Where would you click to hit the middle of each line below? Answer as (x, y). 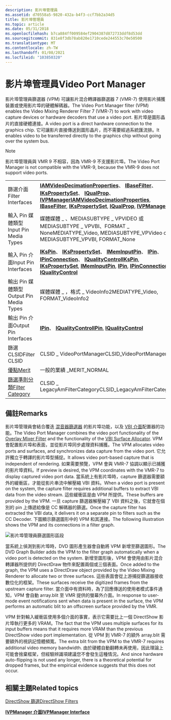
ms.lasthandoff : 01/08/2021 (35, 52)
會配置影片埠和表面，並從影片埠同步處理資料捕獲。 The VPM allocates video (85, 445)
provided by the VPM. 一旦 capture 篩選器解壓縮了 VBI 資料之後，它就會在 (83, 501)
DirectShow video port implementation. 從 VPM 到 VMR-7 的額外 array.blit (82, 635)
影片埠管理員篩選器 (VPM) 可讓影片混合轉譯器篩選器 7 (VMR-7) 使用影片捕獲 (85, 99)
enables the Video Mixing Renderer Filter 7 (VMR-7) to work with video (79, 111)
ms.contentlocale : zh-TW (32, 48)
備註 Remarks (26, 413)
